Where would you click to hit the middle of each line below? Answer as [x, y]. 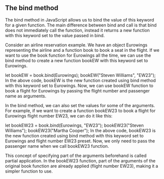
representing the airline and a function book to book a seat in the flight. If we [82, 50]
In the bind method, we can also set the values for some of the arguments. [80, 105]
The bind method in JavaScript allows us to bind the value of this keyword [80, 20]
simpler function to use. [29, 171]
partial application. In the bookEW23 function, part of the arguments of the [80, 160]
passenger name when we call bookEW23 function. [57, 146]
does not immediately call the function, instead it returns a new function [78, 30]
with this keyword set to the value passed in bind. [55, 35]
